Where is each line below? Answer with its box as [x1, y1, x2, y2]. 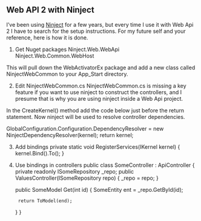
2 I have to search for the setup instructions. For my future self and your [6, 27, 186, 35]
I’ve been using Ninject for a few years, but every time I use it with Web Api [6, 21, 194, 28]
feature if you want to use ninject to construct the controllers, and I [15, 88, 182, 96]
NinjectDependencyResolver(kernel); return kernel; [6, 131, 134, 138]
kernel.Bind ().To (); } [15, 149, 65, 157]
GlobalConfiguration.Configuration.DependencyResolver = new [6, 124, 164, 132]
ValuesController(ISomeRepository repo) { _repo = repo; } [15, 174, 159, 182]
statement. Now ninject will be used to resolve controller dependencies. [6, 113, 185, 120]
